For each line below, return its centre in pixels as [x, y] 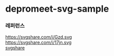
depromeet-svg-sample [57, 9]
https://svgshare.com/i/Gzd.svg [39, 37]
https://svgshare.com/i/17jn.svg [38, 43]
